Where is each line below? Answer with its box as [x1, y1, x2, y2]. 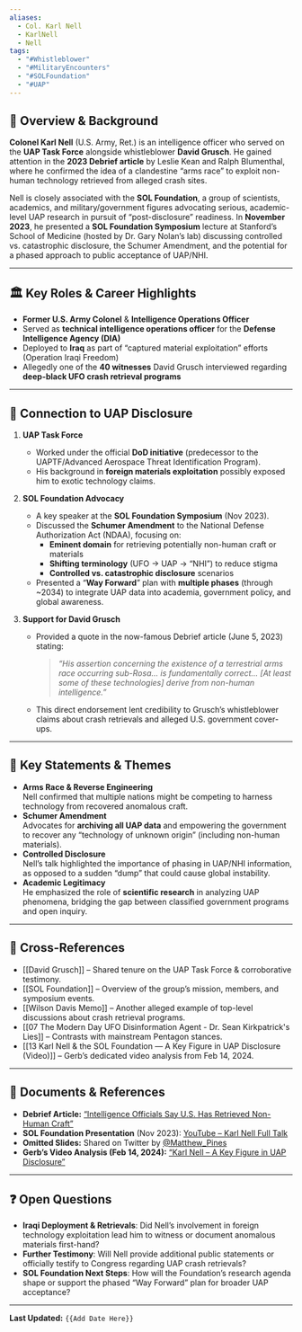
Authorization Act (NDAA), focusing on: [35, 529, 182, 540]
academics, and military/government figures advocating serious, [9, 202, 248, 213]
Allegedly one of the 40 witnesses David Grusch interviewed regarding [22, 361, 288, 373]
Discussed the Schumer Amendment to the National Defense [35, 520, 265, 531]
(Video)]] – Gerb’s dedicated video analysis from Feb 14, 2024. [22, 1050, 254, 1061]
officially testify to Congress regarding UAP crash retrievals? [22, 1258, 247, 1269]
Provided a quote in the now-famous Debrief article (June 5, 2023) [35, 631, 283, 643]
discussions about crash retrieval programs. [22, 1012, 186, 1023]
